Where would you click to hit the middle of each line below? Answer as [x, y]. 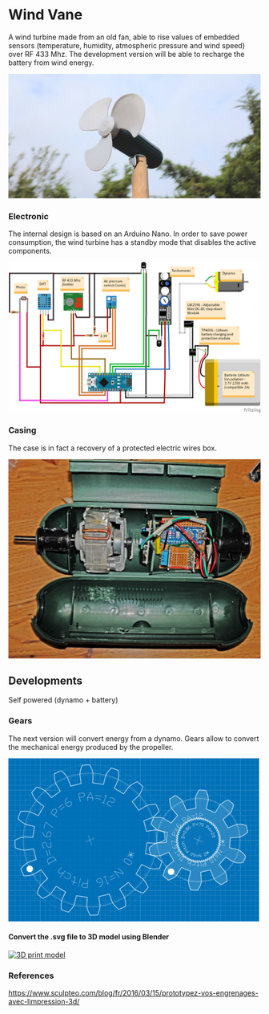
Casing [22, 430]
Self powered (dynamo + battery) [63, 700]
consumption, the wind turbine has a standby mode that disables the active [132, 242]
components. [30, 251]
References [31, 975]
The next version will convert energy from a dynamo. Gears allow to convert [134, 738]
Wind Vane [45, 15]
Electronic [29, 216]
